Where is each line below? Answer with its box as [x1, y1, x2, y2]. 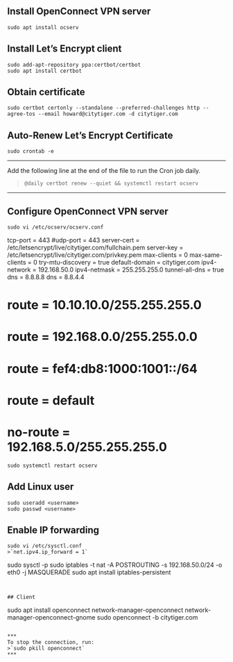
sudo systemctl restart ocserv [7, 462, 98, 469]
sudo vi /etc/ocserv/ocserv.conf [7, 224, 104, 231]
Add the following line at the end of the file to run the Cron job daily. [7, 167, 201, 175]
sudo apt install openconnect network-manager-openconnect [7, 606, 184, 614]
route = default [7, 392, 95, 408]
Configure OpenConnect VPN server [7, 205, 169, 217]
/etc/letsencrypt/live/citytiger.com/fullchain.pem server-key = [7, 243, 184, 252]
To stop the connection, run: [7, 639, 95, 646]
